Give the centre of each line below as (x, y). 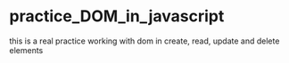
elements (26, 50)
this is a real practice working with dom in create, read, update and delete (144, 41)
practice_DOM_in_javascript (117, 16)
